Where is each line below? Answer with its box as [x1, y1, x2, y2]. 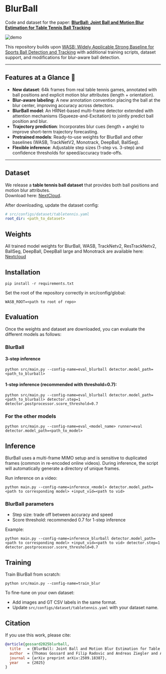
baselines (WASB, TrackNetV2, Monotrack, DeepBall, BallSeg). [12, 139, 140, 145]
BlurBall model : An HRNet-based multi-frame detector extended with [12, 108, 154, 113]
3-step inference [5, 356, 41, 362]
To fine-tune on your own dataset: [5, 590, 75, 596]
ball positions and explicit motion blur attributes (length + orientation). [12, 92, 155, 98]
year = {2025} [9, 660, 45, 665]
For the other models [5, 413, 56, 419]
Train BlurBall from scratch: [5, 571, 61, 577]
